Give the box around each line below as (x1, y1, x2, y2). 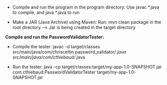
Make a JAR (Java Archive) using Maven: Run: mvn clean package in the (12, 19, 162, 25)
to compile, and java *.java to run (12, 9, 80, 15)
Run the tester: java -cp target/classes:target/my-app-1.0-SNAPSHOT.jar (12, 64, 162, 70)
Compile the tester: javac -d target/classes (12, 44, 101, 49)
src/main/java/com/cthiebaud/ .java (12, 54, 85, 60)
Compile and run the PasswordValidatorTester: (5, 34, 104, 40)
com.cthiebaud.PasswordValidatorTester (12, 69, 96, 75)
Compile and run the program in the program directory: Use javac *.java (12, 4, 160, 10)
